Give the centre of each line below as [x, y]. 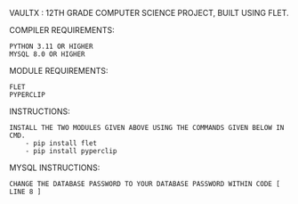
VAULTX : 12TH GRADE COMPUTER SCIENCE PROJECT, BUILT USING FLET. [149, 13]
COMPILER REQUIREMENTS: [62, 30]
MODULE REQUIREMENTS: [59, 71]
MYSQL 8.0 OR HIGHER [48, 54]
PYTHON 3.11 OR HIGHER [51, 46]
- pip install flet [61, 143]
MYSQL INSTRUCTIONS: [55, 167]
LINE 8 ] [25, 192]
